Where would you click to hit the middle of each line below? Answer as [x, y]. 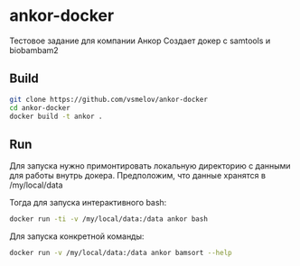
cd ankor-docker [40, 108]
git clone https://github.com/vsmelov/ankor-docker [108, 99]
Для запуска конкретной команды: [77, 236]
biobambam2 [34, 50]
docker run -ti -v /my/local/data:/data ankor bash [108, 219]
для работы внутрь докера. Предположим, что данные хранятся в [138, 176]
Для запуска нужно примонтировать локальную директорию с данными [150, 166]
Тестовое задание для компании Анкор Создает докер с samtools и [140, 41]
